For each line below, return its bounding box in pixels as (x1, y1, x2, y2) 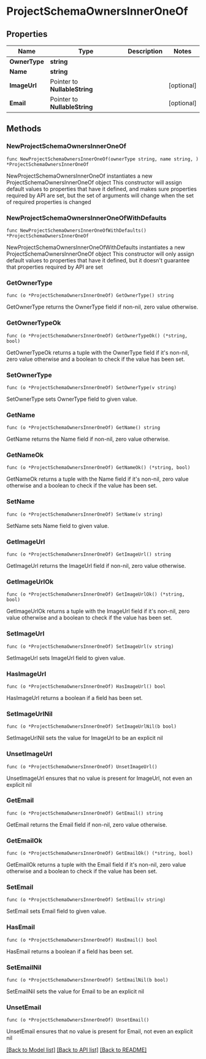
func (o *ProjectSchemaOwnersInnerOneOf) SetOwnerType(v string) (6, 384, 177, 391)
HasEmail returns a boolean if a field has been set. (6, 948, 134, 955)
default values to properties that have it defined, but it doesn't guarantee (6, 256, 190, 264)
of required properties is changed (6, 198, 91, 205)
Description (128, 47, 163, 55)
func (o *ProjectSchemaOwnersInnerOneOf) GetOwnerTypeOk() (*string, (6, 333, 188, 339)
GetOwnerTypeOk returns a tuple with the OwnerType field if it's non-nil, (6, 348, 189, 356)
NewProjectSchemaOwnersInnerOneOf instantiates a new (6, 172, 153, 179)
